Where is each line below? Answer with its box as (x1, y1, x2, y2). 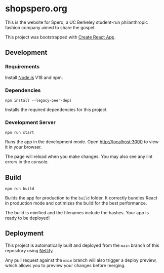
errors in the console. (5, 159, 49, 165)
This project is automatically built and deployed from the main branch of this (5, 242, 160, 248)
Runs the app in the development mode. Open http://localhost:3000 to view (5, 139, 159, 145)
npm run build (5, 186, 35, 192)
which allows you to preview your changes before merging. (5, 262, 126, 268)
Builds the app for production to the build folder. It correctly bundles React (5, 195, 158, 201)
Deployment (5, 229, 44, 237)
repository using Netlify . (5, 247, 54, 253)
